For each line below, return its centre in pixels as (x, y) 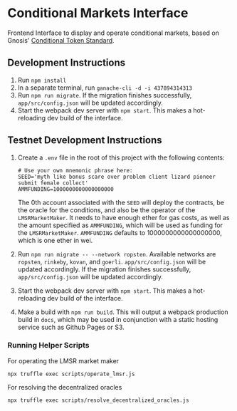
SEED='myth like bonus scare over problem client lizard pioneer (116, 177)
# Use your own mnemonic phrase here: (75, 170)
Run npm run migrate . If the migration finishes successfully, (105, 95)
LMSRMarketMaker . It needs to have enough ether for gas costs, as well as (123, 217)
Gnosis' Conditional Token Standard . (61, 40)
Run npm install (42, 80)
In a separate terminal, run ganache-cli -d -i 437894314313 (105, 88)
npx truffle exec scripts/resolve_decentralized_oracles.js (99, 400)
